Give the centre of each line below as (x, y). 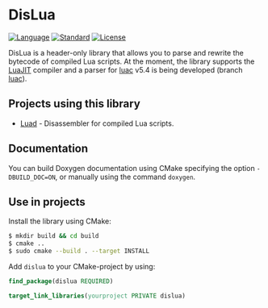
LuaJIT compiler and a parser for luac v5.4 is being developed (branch (126, 69)
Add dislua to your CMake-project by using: (82, 266)
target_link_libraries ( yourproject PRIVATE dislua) (97, 296)
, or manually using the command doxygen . (126, 177)
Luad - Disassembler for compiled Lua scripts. (97, 123)
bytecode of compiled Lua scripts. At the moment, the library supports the (132, 61)
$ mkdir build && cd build (54, 236)
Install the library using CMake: (60, 221)
